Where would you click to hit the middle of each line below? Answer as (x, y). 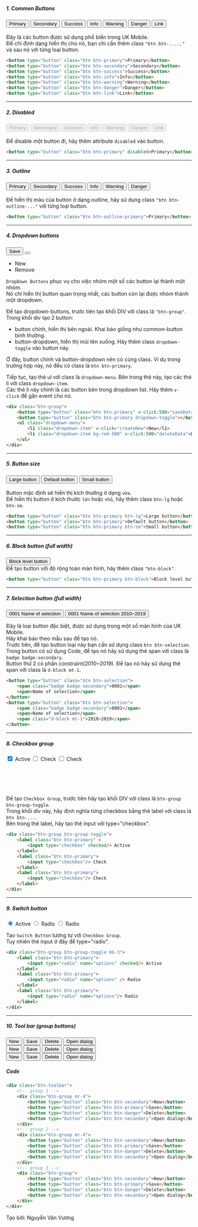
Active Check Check (48, 759)
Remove (24, 270)
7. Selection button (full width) (44, 598)
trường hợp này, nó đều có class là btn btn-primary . (69, 365)
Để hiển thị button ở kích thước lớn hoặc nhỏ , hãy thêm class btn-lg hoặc (95, 499)
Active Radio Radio (47, 924)
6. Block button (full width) (39, 546)
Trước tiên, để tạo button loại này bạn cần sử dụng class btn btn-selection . (98, 645)
